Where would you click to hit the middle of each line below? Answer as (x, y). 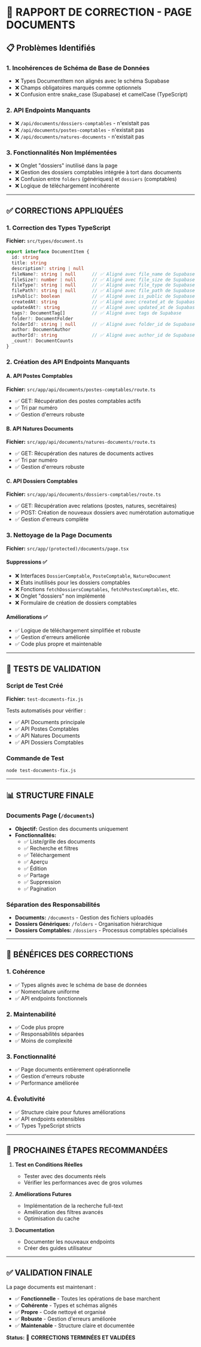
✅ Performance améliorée (47, 1083)
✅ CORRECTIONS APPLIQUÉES (65, 211)
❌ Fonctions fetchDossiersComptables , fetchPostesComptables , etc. (97, 589)
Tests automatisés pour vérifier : (46, 710)
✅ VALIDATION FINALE (49, 1272)
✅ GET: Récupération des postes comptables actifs (78, 401)
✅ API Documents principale (50, 722)
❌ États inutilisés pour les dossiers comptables (72, 582)
